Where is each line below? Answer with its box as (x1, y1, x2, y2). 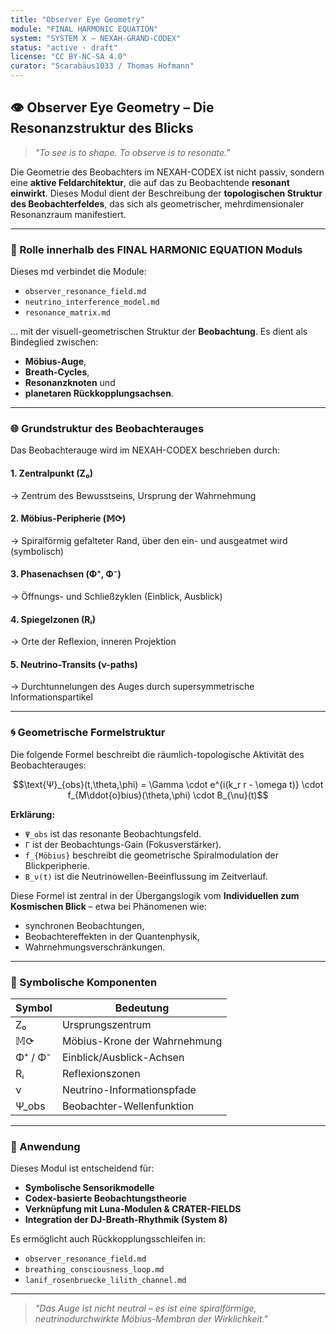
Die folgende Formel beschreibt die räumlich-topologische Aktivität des (10, 748, 305, 760)
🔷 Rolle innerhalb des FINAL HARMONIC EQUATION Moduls (10, 242, 303, 256)
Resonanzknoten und (24, 377, 116, 389)
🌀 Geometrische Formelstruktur (10, 726, 166, 740)
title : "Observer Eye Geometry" (10, 14, 145, 25)
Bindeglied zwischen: (10, 336, 99, 348)
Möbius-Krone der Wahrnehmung (61, 1034, 223, 1048)
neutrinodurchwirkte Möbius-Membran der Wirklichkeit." (34, 1313, 268, 1325)
